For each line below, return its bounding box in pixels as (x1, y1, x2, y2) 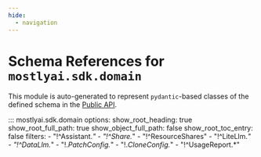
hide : (8, 11, 26, 20)
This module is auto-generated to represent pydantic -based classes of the (8, 91, 249, 102)
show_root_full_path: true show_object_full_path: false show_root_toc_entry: (8, 123, 253, 133)
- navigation (15, 19, 58, 27)
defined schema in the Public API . (8, 100, 118, 109)
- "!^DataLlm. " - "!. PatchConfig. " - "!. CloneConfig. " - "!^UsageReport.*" (8, 140, 241, 149)
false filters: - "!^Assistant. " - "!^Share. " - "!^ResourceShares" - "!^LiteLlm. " (8, 132, 252, 141)
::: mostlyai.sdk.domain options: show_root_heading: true (8, 115, 193, 125)
